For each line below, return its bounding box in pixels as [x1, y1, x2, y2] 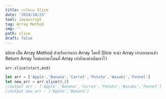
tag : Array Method [5, 21, 44, 27]
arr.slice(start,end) [5, 65, 51, 71]
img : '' [5, 26, 22, 31]
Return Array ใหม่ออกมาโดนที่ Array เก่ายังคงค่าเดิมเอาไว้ [5, 55, 107, 61]
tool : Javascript [5, 17, 42, 22]
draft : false [5, 36, 33, 41]
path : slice [5, 31, 30, 36]
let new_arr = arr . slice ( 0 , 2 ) [5, 79, 69, 84]
